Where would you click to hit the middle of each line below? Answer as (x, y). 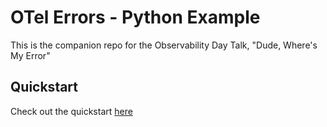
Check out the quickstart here (71, 111)
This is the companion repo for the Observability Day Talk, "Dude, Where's (164, 45)
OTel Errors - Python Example (135, 17)
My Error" (30, 55)
